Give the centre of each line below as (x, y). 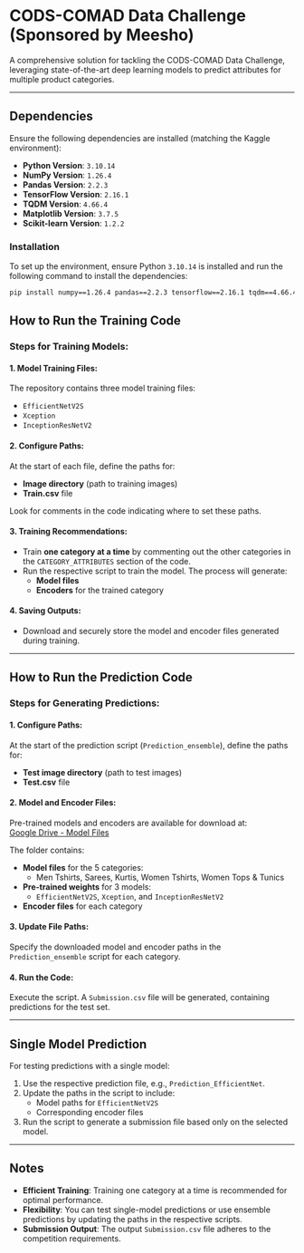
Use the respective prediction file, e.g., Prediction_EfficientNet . (143, 1083)
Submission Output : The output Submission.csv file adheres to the (147, 1229)
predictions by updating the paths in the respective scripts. (132, 1219)
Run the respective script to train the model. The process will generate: (155, 571)
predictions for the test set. (60, 1007)
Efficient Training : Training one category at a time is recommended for (155, 1190)
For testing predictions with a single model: (90, 1065)
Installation (35, 246)
